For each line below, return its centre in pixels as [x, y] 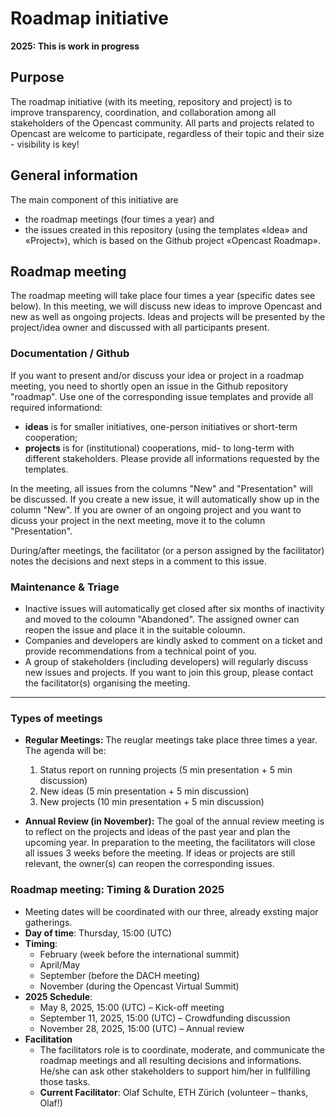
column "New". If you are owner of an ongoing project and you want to [156, 509]
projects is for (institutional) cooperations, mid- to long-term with [159, 448]
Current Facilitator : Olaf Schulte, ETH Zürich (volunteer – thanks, [174, 1092]
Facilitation [48, 1039]
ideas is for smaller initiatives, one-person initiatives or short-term [161, 426]
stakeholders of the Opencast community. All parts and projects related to [162, 123]
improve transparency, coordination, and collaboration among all [143, 112]
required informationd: [56, 407]
